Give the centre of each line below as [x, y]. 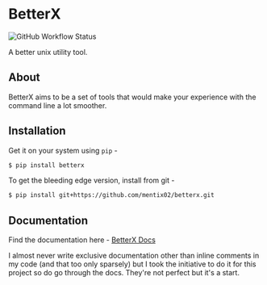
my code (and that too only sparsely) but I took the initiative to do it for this [132, 264]
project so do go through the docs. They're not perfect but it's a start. [124, 273]
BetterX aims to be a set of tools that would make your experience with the [132, 97]
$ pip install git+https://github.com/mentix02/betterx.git [112, 195]
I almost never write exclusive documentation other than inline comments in [134, 256]
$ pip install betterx [46, 165]
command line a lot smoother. [58, 105]
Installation [37, 131]
